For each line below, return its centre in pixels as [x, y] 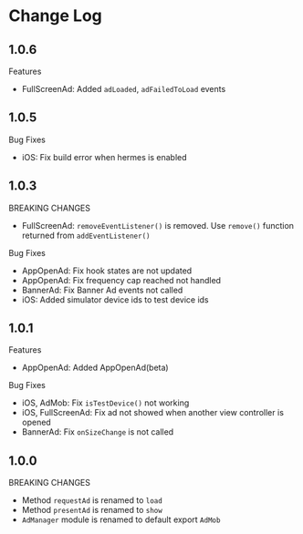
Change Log [55, 16]
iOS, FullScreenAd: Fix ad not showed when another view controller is [153, 413]
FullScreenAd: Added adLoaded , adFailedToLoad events [124, 89]
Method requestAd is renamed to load [92, 500]
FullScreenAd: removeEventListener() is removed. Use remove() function [157, 225]
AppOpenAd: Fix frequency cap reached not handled [121, 280]
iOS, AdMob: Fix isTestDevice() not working [105, 403]
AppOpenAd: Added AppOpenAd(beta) [95, 368]
